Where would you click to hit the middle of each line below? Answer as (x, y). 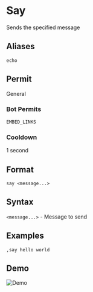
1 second (18, 151)
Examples (25, 236)
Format (20, 170)
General (16, 93)
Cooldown (22, 137)
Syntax (20, 202)
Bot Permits (24, 109)
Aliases (21, 46)
